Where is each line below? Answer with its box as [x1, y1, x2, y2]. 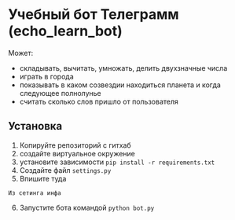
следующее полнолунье [19, 88, 102, 97]
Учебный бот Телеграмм [8, 5, 179, 24]
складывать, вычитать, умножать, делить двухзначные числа [19, 63, 228, 72]
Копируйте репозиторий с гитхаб [19, 140, 131, 150]
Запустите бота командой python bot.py [19, 203, 155, 212]
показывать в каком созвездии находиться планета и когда [19, 80, 222, 90]
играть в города [19, 71, 74, 81]
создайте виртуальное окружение [19, 148, 136, 158]
